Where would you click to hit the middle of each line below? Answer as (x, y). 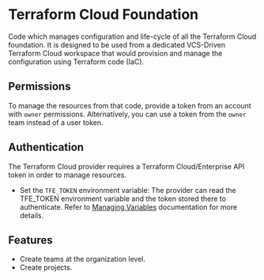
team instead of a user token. (56, 122)
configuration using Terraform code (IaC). (76, 62)
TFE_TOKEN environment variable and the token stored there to (123, 199)
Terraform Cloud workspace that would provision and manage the (115, 53)
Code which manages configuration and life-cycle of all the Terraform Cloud (132, 36)
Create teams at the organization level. (83, 259)
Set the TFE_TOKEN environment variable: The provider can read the (128, 190)
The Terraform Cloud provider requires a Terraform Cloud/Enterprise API (126, 166)
